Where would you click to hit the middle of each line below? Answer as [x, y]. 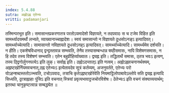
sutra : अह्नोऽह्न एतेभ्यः [23, 15]
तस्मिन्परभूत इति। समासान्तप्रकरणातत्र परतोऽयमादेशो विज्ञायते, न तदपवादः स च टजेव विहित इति [80, 34]
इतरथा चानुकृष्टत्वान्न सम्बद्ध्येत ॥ [31, 85]
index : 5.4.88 [20, 10]
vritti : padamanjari [27, 19]
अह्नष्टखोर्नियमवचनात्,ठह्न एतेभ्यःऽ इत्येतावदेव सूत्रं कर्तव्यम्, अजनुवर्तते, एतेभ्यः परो [68, 68]
